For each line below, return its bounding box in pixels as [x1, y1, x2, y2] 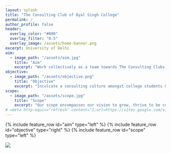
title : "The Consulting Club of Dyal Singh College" [5, 12, 120, 17]
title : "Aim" [14, 60, 42, 65]
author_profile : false [5, 21, 53, 27]
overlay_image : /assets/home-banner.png [10, 41, 97, 46]
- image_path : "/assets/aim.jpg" [10, 55, 81, 60]
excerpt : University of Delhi [5, 46, 70, 51]
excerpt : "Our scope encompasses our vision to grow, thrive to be [14, 103, 160, 108]
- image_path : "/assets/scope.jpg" [10, 93, 85, 98]
